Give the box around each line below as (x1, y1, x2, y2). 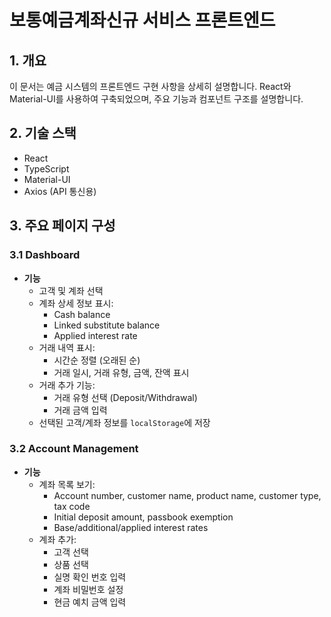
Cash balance (53, 308, 111, 320)
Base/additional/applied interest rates (53, 521, 209, 533)
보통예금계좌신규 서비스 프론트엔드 (9, 9, 276, 32)
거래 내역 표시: (38, 341, 96, 353)
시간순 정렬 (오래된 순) (53, 354, 141, 366)
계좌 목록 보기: (38, 478, 96, 490)
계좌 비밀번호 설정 (53, 583, 124, 595)
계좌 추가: (38, 533, 77, 545)
